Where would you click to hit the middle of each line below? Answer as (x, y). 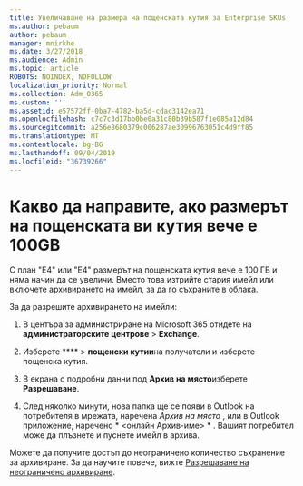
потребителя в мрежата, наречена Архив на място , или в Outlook (151, 416)
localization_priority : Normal (68, 85)
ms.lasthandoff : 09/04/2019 (63, 153)
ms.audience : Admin (46, 60)
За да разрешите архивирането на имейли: (93, 307)
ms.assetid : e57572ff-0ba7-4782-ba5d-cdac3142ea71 (107, 111)
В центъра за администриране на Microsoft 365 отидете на (137, 324)
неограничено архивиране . (63, 472)
